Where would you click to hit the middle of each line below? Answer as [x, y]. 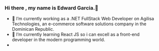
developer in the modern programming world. [58, 40]
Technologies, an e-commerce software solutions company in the [79, 24]
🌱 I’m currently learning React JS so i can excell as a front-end [76, 35]
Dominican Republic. [33, 29]
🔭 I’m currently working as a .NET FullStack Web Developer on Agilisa [83, 19]
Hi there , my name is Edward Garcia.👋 [52, 8]
